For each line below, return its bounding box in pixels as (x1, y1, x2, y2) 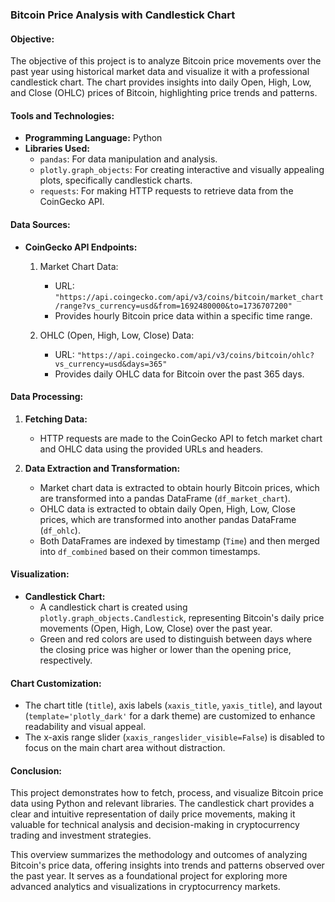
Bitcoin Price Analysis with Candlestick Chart (10, 8, 236, 22)
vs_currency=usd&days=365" (54, 359, 168, 369)
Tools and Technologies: (10, 109, 115, 122)
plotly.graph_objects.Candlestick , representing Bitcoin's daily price (39, 611, 325, 623)
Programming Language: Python (24, 132, 163, 144)
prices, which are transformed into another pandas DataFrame (39, 513, 297, 525)
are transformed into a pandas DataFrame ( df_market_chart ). (39, 492, 291, 504)
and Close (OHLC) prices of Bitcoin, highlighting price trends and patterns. (10, 87, 318, 99)
